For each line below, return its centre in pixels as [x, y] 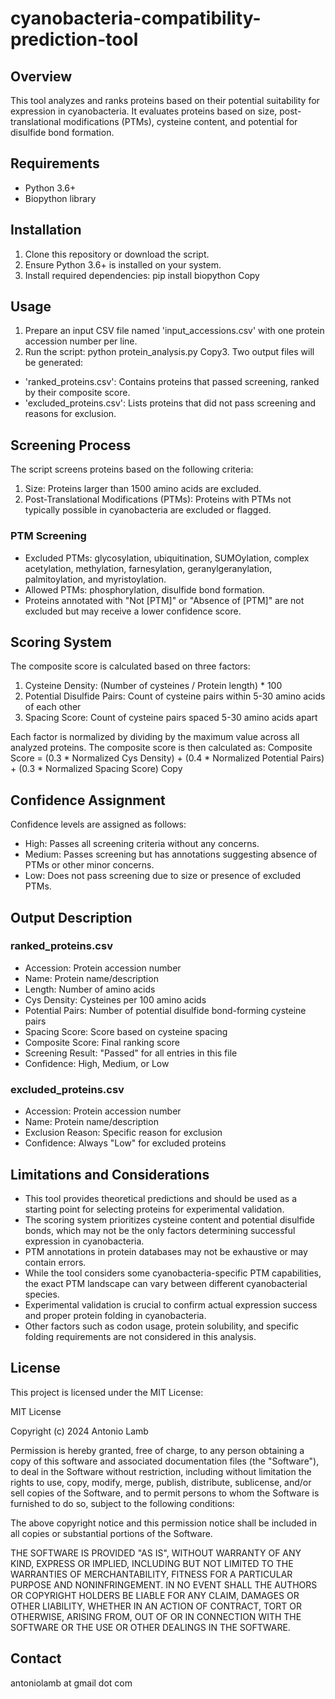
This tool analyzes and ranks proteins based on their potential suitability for [165, 100]
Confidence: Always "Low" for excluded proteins [125, 1143]
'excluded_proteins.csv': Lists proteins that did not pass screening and [170, 403]
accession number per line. [81, 341]
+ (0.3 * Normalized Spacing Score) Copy [96, 769]
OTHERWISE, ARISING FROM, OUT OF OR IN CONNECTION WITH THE [156, 1616]
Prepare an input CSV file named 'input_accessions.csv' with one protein [174, 331]
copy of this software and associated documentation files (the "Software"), [165, 1461]
